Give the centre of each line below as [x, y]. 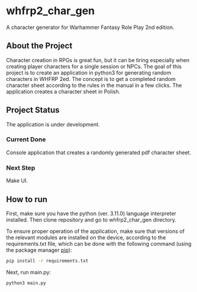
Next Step [21, 168]
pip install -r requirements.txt [47, 261]
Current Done [26, 139]
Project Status [33, 110]
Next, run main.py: [29, 272]
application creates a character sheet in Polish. [63, 91]
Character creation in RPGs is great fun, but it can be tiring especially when [98, 60]
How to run [27, 199]
